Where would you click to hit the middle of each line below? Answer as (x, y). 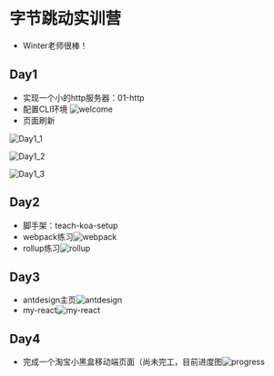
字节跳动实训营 (66, 19)
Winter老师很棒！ (55, 45)
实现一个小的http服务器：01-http (83, 97)
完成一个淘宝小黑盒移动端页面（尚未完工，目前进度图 (122, 362)
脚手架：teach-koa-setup (70, 225)
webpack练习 (48, 236)
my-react (40, 311)
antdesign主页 (49, 300)
